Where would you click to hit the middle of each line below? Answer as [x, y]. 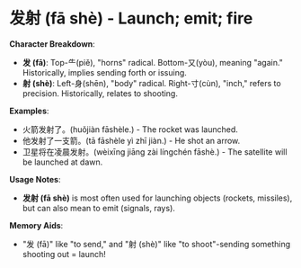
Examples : [29, 111]
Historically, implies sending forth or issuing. [104, 72]
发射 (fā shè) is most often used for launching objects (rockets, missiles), [157, 198]
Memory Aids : [36, 225]
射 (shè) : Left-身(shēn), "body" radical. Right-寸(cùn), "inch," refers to [151, 83]
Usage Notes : [35, 179]
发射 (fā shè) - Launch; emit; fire [131, 18]
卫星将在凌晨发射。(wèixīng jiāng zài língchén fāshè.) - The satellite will [155, 152]
